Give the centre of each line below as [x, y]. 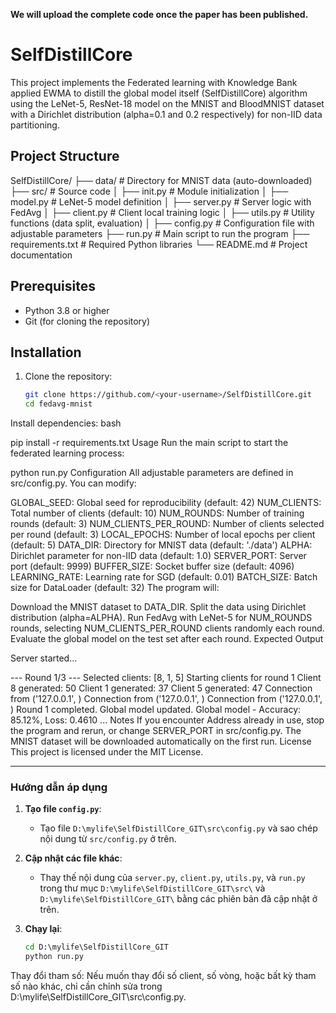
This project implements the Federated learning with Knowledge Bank [154, 82]
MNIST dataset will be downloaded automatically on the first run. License [161, 741]
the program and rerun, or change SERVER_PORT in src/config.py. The [156, 731]
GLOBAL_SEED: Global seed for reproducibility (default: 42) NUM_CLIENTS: [166, 503]
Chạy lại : [43, 929]
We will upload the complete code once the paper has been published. [159, 14]
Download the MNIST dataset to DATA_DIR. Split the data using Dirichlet [158, 607]
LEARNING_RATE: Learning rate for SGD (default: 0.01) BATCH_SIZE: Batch [164, 577]
